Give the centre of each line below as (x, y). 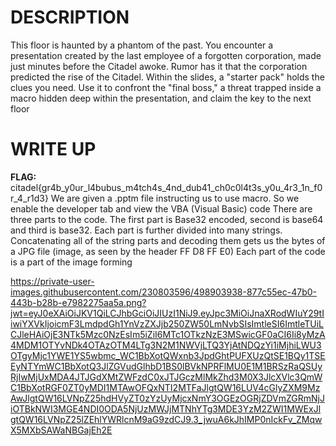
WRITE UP (53, 149)
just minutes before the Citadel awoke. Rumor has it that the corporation (159, 66)
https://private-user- (52, 281)
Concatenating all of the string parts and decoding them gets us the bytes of (168, 240)
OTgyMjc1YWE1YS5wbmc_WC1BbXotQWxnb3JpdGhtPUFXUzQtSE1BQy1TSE (168, 355)
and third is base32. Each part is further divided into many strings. (146, 230)
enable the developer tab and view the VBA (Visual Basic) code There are (161, 208)
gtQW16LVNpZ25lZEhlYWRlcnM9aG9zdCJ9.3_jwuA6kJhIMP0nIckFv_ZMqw (166, 419)
